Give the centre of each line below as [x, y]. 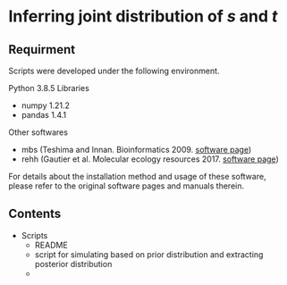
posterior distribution [73, 264]
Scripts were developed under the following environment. [114, 71]
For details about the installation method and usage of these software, [137, 176]
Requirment [42, 50]
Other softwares [38, 132]
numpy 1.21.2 [46, 105]
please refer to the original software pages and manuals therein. [127, 186]
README [51, 245]
